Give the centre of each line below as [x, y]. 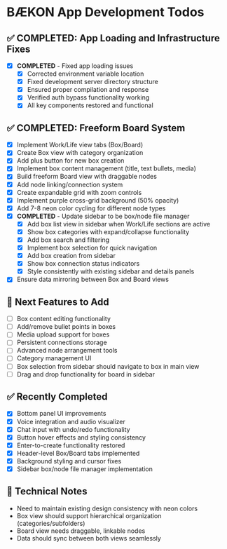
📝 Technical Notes [47, 492]
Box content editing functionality [64, 319]
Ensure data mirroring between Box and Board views [93, 279]
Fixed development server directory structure [92, 82]
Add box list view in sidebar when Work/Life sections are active [119, 224]
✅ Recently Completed [57, 397]
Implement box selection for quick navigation [92, 248]
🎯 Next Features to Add [58, 302]
